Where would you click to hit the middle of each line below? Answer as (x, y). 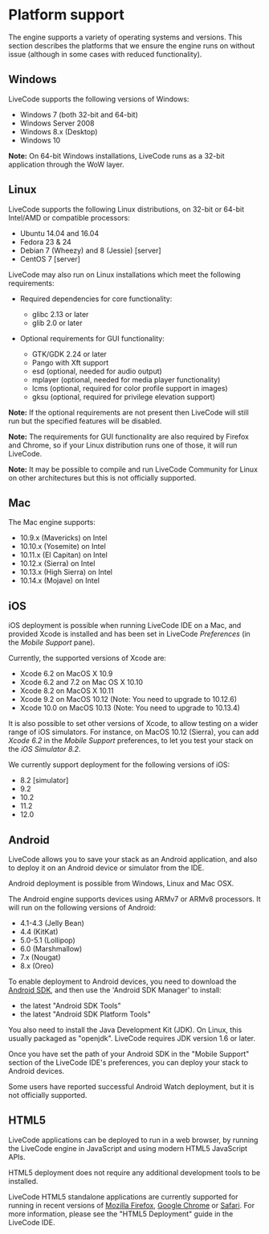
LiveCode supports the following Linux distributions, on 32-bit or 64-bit (126, 209)
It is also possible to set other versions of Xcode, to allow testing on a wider (133, 724)
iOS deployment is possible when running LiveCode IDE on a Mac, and (125, 625)
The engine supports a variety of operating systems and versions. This (125, 37)
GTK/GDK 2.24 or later (69, 354)
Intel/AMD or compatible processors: (69, 217)
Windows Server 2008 (57, 123)
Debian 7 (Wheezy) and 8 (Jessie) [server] (91, 250)
